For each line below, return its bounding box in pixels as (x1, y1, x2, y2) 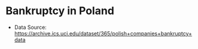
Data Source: (14, 24, 47, 31)
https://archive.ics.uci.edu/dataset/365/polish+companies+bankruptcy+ (14, 30, 193, 37)
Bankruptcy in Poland (5, 4, 115, 18)
